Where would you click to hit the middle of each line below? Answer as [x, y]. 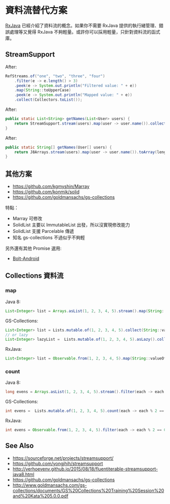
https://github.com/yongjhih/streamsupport [58, 463]
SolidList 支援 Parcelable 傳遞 [43, 231]
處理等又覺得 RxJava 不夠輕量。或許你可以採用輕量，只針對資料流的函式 [85, 32]
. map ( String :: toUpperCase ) [43, 90]
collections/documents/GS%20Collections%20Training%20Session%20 [88, 490]
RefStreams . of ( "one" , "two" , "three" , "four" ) [55, 76]
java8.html [23, 474]
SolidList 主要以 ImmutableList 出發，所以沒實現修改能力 [71, 225]
